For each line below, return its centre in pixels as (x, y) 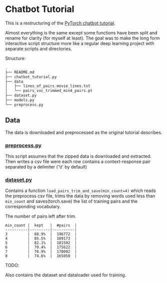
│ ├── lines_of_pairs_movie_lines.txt (48, 86)
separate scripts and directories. (39, 48)
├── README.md (20, 72)
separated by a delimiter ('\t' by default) (46, 166)
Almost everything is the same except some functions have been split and (81, 32)
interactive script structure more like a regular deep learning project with (80, 43)
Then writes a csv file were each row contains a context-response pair (78, 161)
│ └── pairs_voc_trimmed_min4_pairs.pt (49, 91)
